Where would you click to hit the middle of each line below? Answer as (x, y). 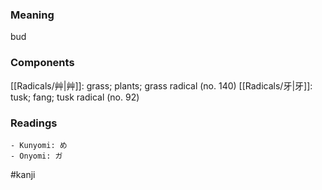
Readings (34, 123)
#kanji (23, 174)
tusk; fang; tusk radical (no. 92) (75, 97)
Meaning (32, 15)
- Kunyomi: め (39, 145)
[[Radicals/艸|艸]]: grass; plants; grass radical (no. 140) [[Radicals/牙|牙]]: (161, 85)
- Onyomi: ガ (36, 156)
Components (42, 63)
